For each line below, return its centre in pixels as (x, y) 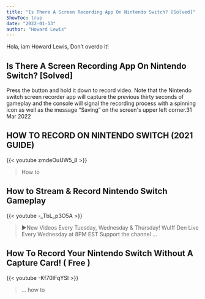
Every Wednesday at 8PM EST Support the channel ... (89, 234)
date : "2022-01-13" (31, 23)
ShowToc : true (24, 18)
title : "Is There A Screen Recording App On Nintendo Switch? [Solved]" (101, 12)
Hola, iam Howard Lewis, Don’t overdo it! (58, 47)
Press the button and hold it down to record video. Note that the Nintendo (99, 90)
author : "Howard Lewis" (37, 29)
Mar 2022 (19, 117)
